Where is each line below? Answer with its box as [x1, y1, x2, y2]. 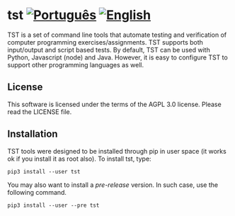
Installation [7, 128, 58, 140]
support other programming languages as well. [7, 60, 144, 69]
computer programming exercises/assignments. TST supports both [7, 38, 204, 46]
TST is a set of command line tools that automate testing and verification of [7, 30, 227, 39]
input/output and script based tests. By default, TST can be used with [7, 45, 210, 54]
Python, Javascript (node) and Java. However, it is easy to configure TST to [7, 53, 228, 62]
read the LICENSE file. [7, 107, 72, 116]
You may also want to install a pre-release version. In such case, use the [7, 181, 218, 189]
